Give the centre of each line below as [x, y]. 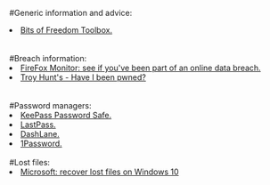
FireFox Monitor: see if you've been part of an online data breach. [141, 68]
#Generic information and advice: [71, 13]
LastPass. [38, 125]
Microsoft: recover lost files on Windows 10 [100, 172]
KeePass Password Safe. [66, 115]
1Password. [41, 143]
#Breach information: [48, 58]
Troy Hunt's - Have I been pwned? [84, 77]
